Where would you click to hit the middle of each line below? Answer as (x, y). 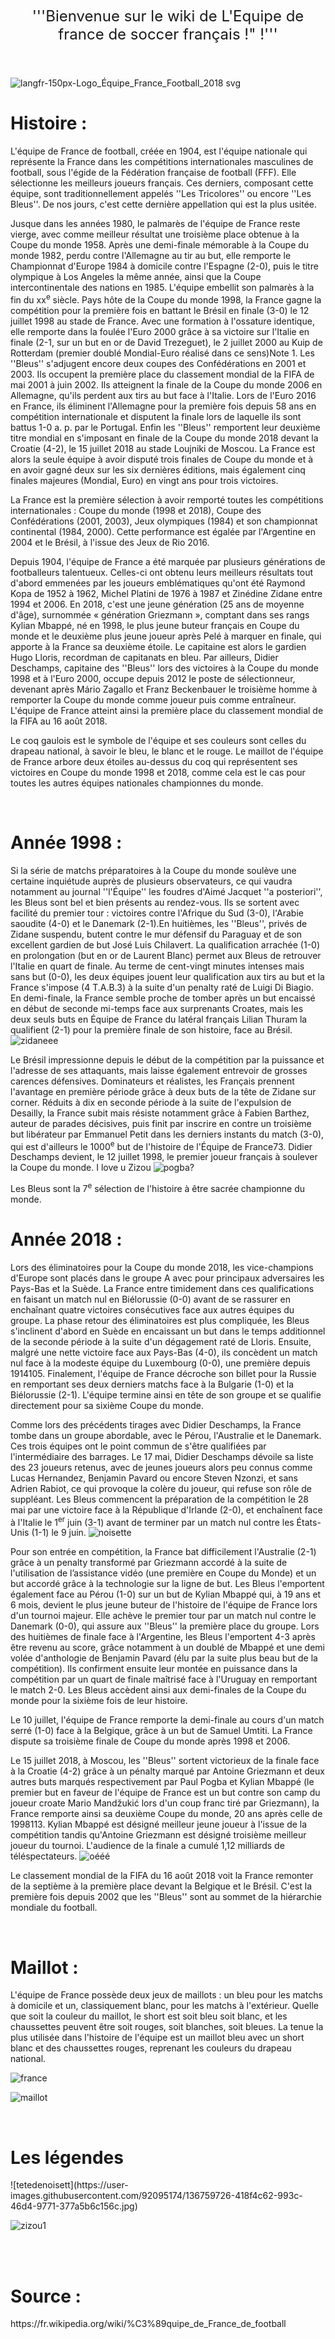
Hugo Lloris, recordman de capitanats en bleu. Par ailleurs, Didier (144, 657)
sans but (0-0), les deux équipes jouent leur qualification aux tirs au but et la (167, 976)
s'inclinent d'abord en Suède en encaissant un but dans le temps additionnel (168, 1331)
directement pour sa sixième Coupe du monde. (107, 1405)
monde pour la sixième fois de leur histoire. (99, 1701)
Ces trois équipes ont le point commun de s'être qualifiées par (138, 1446)
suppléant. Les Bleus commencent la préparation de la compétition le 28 (159, 1499)
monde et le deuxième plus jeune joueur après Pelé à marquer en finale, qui (166, 636)
